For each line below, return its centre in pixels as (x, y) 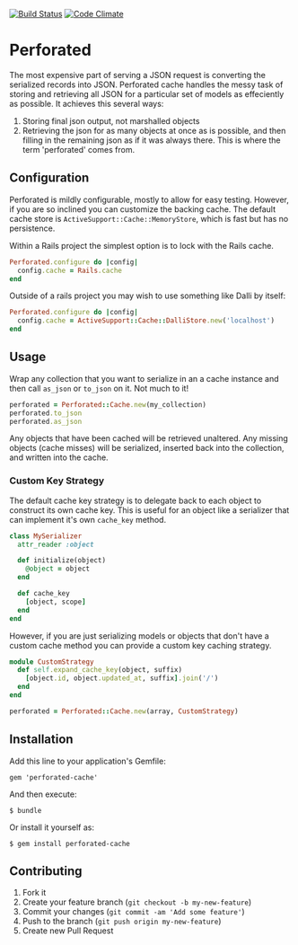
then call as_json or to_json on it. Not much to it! (99, 388)
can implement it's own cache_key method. (88, 519)
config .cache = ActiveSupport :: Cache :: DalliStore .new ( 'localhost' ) (146, 321)
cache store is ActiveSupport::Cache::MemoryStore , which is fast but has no (149, 218)
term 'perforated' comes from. (79, 149)
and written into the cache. (59, 457)
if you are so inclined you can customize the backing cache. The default (143, 209)
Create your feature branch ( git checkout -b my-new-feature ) (137, 902)
